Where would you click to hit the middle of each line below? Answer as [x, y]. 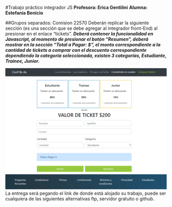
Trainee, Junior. [23, 61]
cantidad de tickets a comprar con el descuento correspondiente [76, 50]
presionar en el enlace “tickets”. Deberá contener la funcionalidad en [79, 34]
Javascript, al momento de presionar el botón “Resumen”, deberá [77, 39]
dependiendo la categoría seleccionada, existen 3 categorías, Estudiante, [86, 55]
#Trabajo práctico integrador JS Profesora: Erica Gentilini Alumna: [76, 7]
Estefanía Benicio [24, 13]
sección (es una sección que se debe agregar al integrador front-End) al [81, 28]
